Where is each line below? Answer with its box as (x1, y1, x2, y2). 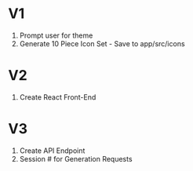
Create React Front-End (19, 92, 96, 102)
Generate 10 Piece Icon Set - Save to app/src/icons (19, 38, 186, 48)
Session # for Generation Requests (19, 154, 133, 163)
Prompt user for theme (19, 31, 93, 40)
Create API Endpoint (19, 146, 86, 155)
